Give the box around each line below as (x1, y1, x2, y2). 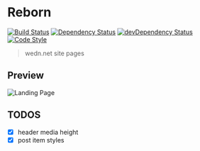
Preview (7, 69, 45, 82)
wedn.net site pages (24, 49, 85, 57)
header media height (17, 128, 79, 136)
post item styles (17, 135, 65, 144)
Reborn (7, 4, 52, 21)
